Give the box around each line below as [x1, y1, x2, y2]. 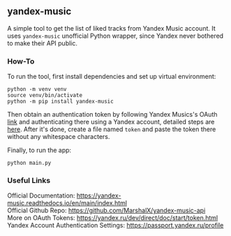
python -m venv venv [7, 86, 68, 93]
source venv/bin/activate [7, 92, 82, 99]
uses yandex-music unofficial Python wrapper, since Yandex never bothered [7, 31, 224, 40]
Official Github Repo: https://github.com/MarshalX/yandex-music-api [7, 206, 206, 215]
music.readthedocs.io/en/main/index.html [7, 199, 128, 207]
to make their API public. [7, 38, 78, 47]
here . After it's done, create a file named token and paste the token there [7, 125, 216, 133]
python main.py [7, 160, 52, 167]
